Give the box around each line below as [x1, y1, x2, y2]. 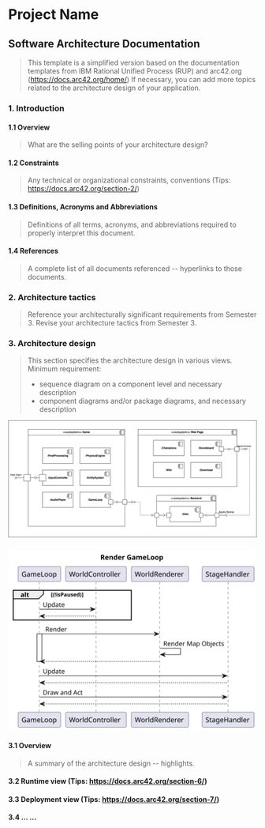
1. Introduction [8, 103, 65, 114]
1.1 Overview [8, 122, 50, 132]
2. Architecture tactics [8, 292, 96, 303]
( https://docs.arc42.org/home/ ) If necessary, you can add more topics [27, 75, 256, 84]
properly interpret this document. [27, 228, 136, 238]
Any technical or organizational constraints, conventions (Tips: [27, 175, 231, 185]
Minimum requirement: [27, 364, 102, 374]
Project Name [8, 6, 99, 24]
